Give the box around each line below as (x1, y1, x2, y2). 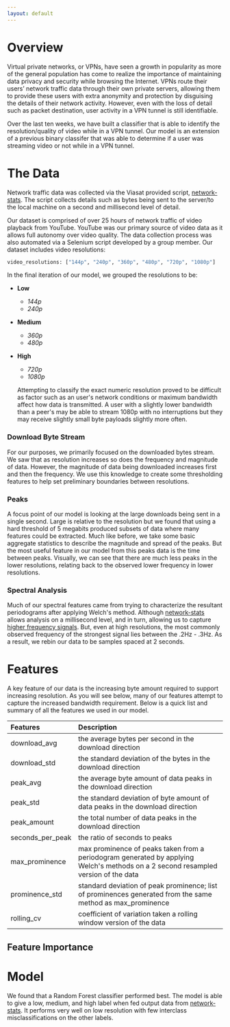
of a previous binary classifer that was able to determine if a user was (7, 134, 204, 142)
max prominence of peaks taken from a (78, 844, 205, 854)
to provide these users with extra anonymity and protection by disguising (7, 91, 214, 100)
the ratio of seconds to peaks (78, 833, 172, 842)
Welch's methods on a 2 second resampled (78, 861, 218, 871)
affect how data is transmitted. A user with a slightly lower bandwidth (16, 400, 212, 409)
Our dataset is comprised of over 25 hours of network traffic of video (7, 216, 203, 224)
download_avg (10, 738, 57, 748)
